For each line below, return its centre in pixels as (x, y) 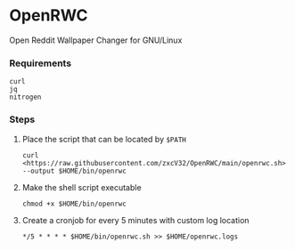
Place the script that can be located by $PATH (104, 139)
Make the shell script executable (82, 187)
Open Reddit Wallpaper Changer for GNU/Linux (96, 40)
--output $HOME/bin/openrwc (74, 171)
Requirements (41, 63)
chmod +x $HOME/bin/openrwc (74, 204)
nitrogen (25, 97)
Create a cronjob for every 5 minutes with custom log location (135, 220)
